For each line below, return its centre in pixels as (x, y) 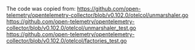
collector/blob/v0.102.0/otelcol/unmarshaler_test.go (71, 28)
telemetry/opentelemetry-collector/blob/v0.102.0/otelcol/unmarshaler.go (97, 15)
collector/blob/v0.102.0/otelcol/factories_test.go (67, 41)
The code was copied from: (41, 9)
